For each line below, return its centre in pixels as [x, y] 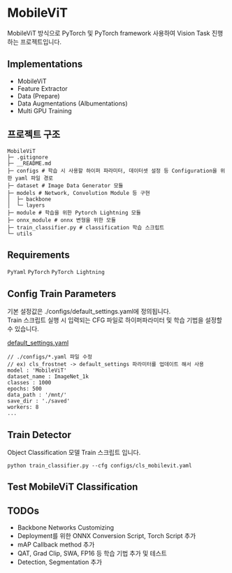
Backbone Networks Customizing [65, 528]
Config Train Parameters [62, 294]
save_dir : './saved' [39, 401]
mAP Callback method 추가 [56, 545]
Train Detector [39, 435]
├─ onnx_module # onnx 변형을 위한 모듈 [62, 220]
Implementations [45, 64]
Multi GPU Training [44, 110]
